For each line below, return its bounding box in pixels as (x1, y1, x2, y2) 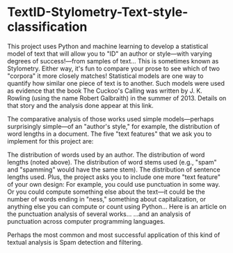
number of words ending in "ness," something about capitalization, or (7, 194, 207, 203)
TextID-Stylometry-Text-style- (7, 4, 188, 20)
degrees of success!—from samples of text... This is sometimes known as (7, 56, 219, 65)
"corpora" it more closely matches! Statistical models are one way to (7, 71, 204, 80)
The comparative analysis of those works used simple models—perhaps (7, 114, 214, 123)
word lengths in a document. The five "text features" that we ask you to (7, 130, 212, 138)
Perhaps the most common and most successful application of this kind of (7, 231, 220, 239)
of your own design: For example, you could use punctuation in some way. (7, 180, 220, 188)
